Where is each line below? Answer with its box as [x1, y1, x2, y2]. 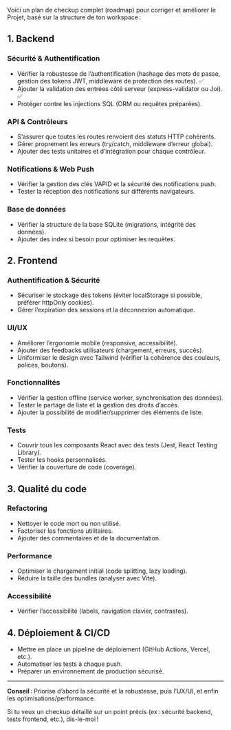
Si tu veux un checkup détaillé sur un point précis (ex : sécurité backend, [7, 708, 213, 716]
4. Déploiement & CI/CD [7, 627, 111, 638]
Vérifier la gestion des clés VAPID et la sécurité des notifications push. [16, 180, 217, 188]
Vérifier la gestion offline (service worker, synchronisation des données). [16, 393, 223, 402]
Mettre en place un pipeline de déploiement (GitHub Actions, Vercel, [16, 645, 211, 653]
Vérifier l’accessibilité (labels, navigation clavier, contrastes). [16, 607, 189, 616]
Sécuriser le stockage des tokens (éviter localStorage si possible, [16, 291, 203, 299]
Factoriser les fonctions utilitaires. [16, 527, 113, 535]
